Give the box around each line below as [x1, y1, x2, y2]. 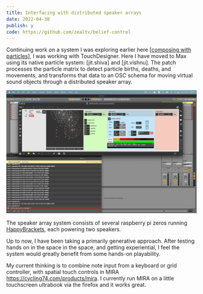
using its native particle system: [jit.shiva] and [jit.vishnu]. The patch [6, 59, 176, 66]
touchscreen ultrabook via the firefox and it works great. [6, 281, 147, 288]
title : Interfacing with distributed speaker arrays [6, 10, 142, 16]
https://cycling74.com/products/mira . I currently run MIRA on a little [6, 275, 174, 282]
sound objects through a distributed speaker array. [6, 78, 133, 86]
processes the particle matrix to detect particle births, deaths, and [6, 65, 171, 72]
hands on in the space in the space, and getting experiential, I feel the [6, 243, 180, 251]
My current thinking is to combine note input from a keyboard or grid [6, 261, 177, 269]
